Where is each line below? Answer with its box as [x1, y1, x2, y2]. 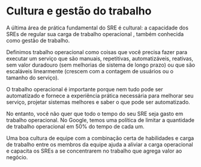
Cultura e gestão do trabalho [6, 4, 152, 18]
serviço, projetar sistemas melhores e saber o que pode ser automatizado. [6, 98, 190, 106]
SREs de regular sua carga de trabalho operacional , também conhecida [6, 30, 184, 37]
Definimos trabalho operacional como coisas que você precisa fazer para [6, 48, 188, 55]
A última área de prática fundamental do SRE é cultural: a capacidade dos [6, 24, 189, 31]
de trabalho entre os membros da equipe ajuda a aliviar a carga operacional [6, 141, 193, 148]
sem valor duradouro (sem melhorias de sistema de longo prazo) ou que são [6, 61, 196, 68]
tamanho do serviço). [6, 74, 59, 81]
